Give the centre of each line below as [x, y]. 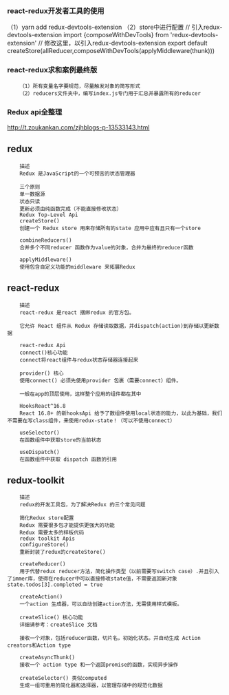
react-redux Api [43, 345]
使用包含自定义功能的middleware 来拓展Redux [77, 267]
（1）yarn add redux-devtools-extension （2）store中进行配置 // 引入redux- [115, 27]
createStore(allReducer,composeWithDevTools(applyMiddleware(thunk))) [111, 51]
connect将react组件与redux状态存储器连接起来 [79, 360]
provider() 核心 [42, 373]
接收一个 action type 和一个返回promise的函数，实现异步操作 [99, 665]
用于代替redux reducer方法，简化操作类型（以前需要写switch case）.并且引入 [119, 572]
